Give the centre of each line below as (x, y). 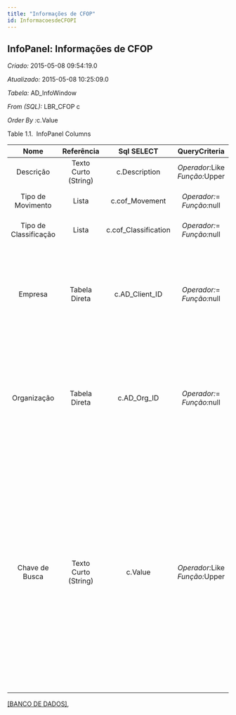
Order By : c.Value (33, 120)
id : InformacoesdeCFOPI (42, 20)
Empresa (33, 294)
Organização (33, 398)
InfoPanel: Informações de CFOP (80, 49)
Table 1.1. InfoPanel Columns (49, 134)
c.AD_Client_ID (138, 294)
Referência (81, 151)
